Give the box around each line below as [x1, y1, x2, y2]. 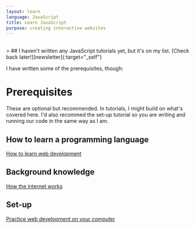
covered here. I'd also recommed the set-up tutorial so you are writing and [6, 111, 186, 118]
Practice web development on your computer [6, 215, 115, 222]
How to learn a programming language [6, 135, 149, 145]
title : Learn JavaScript [6, 19, 67, 25]
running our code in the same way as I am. [6, 118, 109, 125]
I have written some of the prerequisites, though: [6, 65, 124, 72]
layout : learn [6, 8, 41, 15]
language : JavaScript [6, 14, 59, 20]
